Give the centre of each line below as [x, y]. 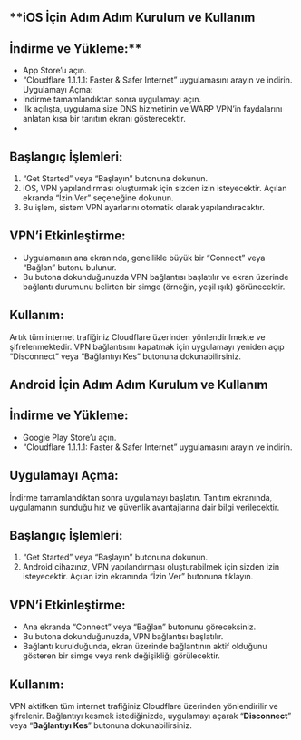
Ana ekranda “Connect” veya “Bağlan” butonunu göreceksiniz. [139, 627]
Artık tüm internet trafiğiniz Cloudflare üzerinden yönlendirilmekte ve [137, 336]
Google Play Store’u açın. [69, 437]
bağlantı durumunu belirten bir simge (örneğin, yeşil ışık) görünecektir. [154, 287]
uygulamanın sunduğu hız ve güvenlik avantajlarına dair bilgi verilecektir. [145, 507]
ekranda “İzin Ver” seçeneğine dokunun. [98, 198]
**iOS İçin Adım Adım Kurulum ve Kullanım [132, 18]
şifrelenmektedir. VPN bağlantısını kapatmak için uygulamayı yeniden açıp [147, 346]
